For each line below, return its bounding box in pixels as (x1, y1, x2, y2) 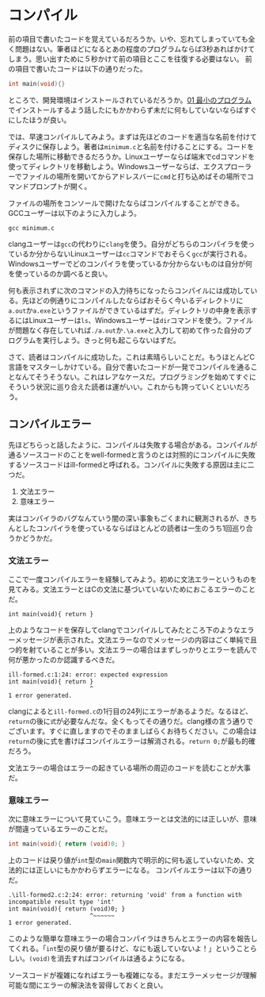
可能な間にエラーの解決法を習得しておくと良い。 (8, 980, 168, 990)
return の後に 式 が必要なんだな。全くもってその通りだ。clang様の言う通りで (8, 716, 254, 726)
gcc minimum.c (8, 224, 55, 232)
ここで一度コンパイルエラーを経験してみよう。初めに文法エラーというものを (8, 574, 257, 583)
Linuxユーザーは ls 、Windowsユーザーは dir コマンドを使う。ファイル (28, 315, 253, 325)
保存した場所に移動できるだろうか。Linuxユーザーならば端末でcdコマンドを (8, 152, 256, 161)
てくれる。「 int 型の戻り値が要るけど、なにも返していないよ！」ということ (8, 944, 251, 953)
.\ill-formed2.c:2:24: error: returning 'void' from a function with (8, 891, 243, 899)
